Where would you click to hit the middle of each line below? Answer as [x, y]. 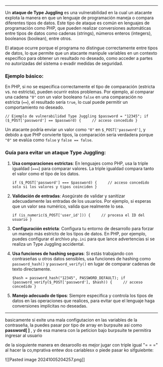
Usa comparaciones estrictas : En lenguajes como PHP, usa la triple [80, 163]
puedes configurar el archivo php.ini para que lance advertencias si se [83, 239]
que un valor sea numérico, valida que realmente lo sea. [68, 206]
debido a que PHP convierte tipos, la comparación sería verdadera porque [79, 135]
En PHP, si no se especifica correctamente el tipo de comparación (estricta [80, 87]
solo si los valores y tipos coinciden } [54, 187]
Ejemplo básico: [24, 76]
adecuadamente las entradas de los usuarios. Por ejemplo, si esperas [81, 201]
